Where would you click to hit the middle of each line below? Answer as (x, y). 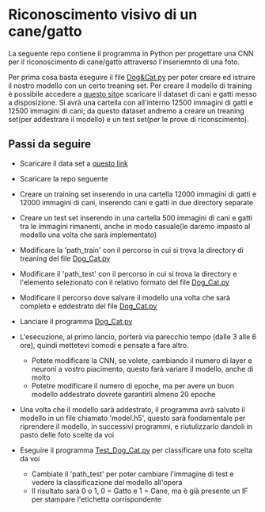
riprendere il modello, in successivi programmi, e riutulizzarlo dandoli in (136, 426)
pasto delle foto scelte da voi (67, 434)
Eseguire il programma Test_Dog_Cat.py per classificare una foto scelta (136, 450)
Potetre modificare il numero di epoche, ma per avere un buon (133, 385)
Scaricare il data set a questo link (74, 163)
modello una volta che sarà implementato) (88, 235)
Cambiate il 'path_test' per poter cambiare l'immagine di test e (132, 474)
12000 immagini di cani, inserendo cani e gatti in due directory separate (136, 202)
